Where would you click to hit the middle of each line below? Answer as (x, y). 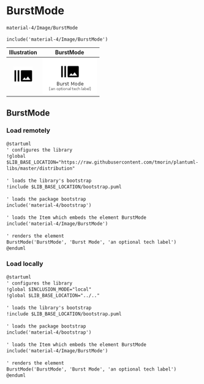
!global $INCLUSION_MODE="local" (49, 289)
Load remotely (28, 130)
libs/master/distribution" (41, 168)
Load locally (25, 264)
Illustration (23, 52)
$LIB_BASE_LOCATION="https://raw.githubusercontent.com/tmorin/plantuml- (103, 162)
